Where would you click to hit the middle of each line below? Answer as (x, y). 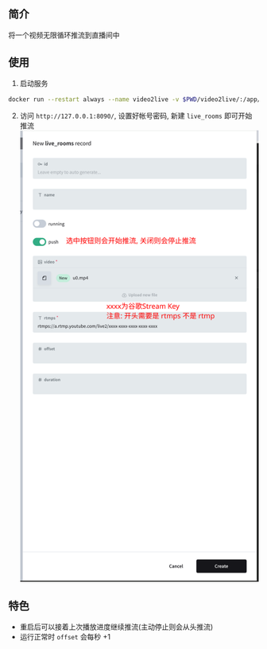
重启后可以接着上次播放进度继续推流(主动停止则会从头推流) (116, 627)
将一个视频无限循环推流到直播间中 (64, 35)
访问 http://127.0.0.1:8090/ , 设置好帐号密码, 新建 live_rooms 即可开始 (136, 115)
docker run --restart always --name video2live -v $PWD (103, 99)
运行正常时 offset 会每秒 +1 (65, 636)
